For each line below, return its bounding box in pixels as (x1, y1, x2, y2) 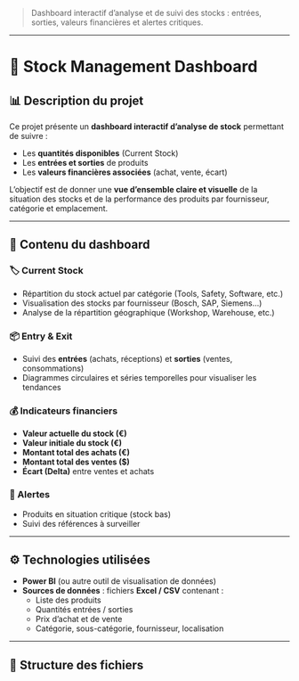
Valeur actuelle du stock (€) (21, 428, 127, 439)
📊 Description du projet (9, 93, 144, 108)
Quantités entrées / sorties (35, 604, 133, 615)
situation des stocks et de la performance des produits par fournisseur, (9, 193, 270, 204)
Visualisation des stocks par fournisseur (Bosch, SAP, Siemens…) (21, 298, 263, 308)
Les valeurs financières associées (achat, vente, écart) (21, 167, 229, 177)
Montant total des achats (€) (21, 447, 131, 458)
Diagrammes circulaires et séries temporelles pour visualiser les (21, 372, 257, 382)
